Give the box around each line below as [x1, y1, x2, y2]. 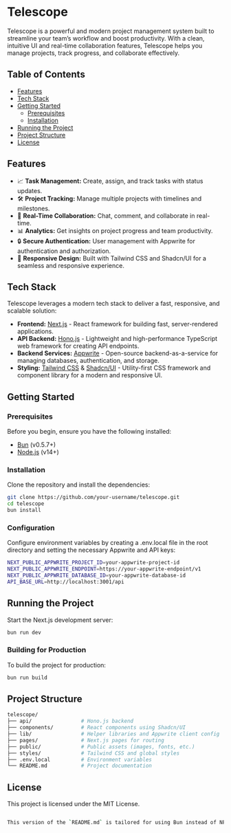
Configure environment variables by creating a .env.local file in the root [7, 539, 208, 547]
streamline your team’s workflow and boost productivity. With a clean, [7, 34, 205, 42]
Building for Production [7, 645, 87, 655]
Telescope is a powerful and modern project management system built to [7, 27, 214, 35]
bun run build [7, 674, 48, 681]
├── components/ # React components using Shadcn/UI [7, 724, 186, 731]
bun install [7, 507, 41, 514]
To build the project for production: [7, 660, 107, 669]
